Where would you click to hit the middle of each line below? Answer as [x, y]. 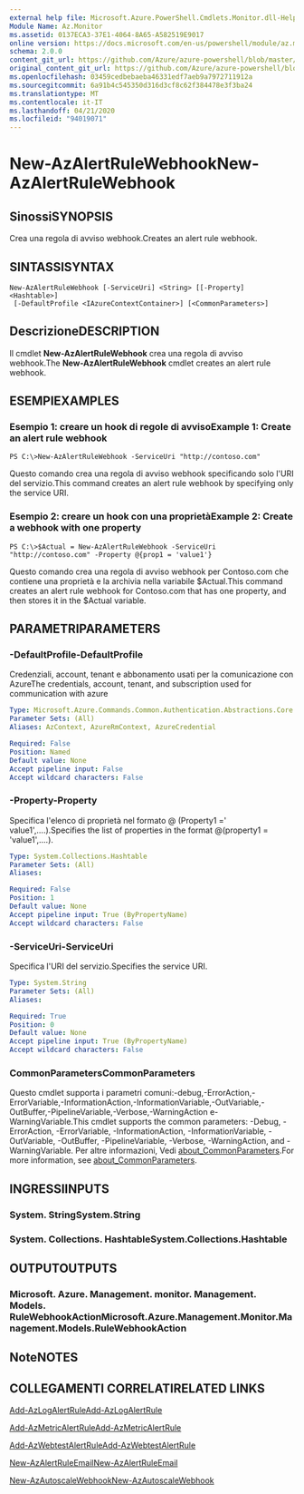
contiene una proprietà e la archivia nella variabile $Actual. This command [146, 581]
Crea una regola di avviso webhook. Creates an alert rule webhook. [133, 239]
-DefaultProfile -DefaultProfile [76, 655]
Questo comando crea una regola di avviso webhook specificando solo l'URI [152, 474]
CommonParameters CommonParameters [103, 1073]
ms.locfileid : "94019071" [58, 119]
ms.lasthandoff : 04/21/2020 [62, 111]
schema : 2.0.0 [36, 52]
